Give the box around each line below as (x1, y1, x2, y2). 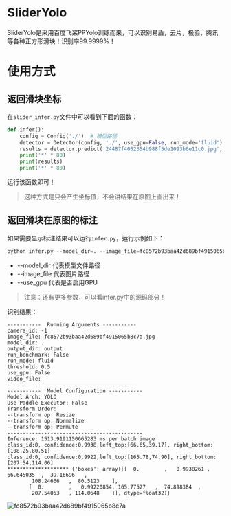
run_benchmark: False (7, 351, 69, 358)
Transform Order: (7, 405, 57, 412)
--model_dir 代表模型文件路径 (16, 261, 101, 269)
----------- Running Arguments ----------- (7, 321, 137, 328)
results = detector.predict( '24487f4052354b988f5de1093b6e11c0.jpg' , (19, 146, 223, 153)
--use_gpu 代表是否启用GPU (16, 278, 98, 287)
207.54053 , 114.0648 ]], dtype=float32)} (32, 489, 170, 496)
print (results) (19, 158, 63, 166)
